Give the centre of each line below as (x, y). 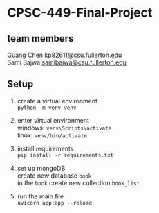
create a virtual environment (57, 101)
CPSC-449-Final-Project (80, 13)
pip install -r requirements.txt (65, 155)
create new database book (54, 176)
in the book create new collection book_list (78, 182)
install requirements (45, 148)
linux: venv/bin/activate (52, 135)
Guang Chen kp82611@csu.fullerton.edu (65, 55)
